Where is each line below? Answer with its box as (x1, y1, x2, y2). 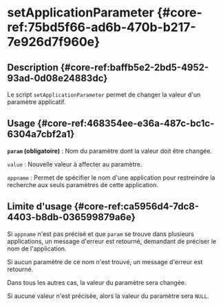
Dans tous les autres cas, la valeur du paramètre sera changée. (7, 278, 187, 286)
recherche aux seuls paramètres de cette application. (7, 180, 158, 189)
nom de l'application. (7, 244, 67, 253)
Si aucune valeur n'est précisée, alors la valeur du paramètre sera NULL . (7, 291, 210, 300)
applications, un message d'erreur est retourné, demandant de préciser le (7, 237, 217, 245)
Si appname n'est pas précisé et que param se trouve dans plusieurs (7, 229, 195, 238)
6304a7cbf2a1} (7, 129, 75, 140)
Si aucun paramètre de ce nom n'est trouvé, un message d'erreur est (7, 257, 203, 266)
